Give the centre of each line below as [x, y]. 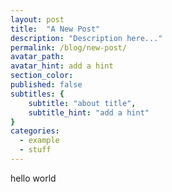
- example [39, 141]
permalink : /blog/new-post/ [69, 47]
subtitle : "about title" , [82, 103]
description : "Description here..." [86, 38]
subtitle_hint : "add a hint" [89, 112]
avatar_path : [37, 57]
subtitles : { [37, 94]
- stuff [35, 150]
